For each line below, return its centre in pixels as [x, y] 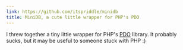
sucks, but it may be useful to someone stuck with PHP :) [76, 40]
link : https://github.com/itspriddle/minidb [62, 12]
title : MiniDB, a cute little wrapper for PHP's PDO [73, 17]
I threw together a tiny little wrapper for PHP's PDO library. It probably [91, 34]
